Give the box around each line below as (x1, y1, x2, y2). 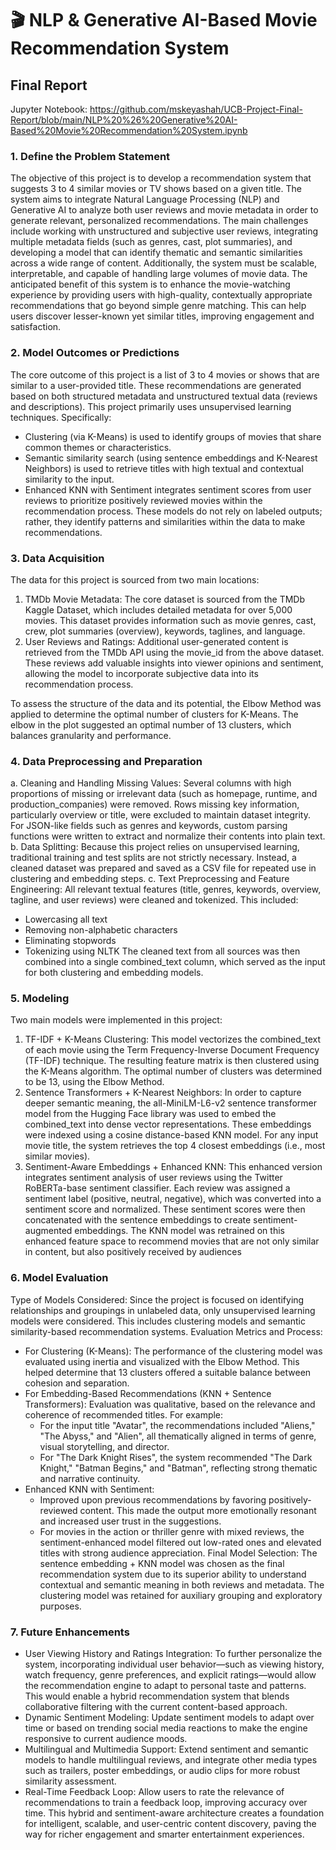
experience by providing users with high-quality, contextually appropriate (10, 289, 313, 301)
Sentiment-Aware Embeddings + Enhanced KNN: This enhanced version (24, 1161, 323, 1173)
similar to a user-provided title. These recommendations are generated (10, 379, 302, 391)
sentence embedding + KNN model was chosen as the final (39, 1557, 285, 1569)
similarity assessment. (24, 1775, 117, 1787)
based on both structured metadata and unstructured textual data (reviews (10, 390, 318, 402)
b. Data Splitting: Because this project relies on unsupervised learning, (10, 841, 300, 853)
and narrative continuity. (39, 1472, 141, 1484)
